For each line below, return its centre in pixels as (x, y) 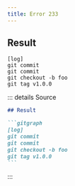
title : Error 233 (33, 14)
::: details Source (32, 98)
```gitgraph (25, 123)
